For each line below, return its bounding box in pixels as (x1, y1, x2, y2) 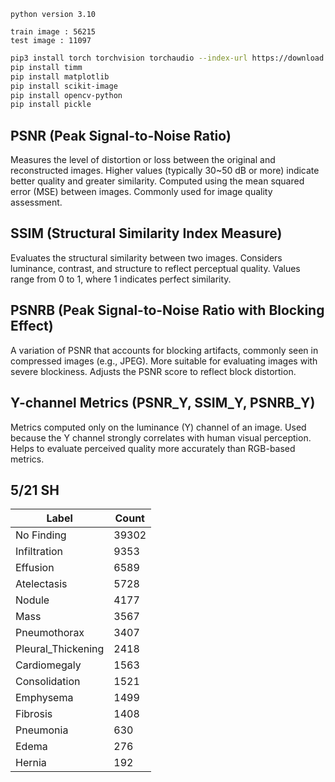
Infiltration (15, 545, 64, 559)
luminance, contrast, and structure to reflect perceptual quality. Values (10, 262, 301, 274)
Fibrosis (15, 707, 53, 721)
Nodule (15, 593, 50, 607)
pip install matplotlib (10, 71, 110, 82)
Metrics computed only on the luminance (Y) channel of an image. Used (10, 421, 307, 433)
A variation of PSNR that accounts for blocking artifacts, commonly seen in (10, 344, 319, 356)
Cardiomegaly (15, 658, 82, 672)
